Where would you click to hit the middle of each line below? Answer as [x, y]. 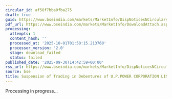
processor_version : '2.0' [38, 48]
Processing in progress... [31, 91]
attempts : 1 [23, 34]
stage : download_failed [35, 53]
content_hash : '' [28, 39]
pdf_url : [15, 24]
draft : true [18, 15]
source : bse [18, 72]
